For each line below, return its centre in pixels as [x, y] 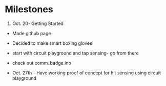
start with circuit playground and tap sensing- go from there [75, 53]
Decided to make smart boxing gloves [52, 43]
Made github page [32, 33]
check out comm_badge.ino [42, 63]
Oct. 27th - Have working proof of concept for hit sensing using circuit [86, 73]
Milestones [29, 9]
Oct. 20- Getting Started [38, 23]
